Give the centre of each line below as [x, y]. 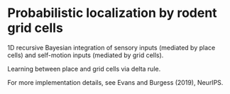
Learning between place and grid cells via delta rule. [84, 69]
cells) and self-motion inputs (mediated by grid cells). [86, 55]
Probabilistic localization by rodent [113, 13]
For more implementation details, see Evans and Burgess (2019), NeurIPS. [115, 82]
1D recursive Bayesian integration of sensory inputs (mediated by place [111, 47]
